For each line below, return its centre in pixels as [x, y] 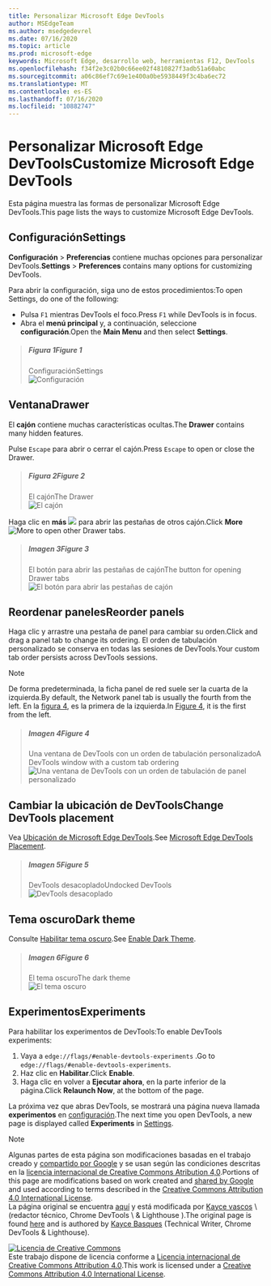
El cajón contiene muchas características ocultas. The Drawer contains [127, 424]
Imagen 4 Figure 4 [59, 733]
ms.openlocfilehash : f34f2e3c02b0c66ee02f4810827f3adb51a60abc [117, 69]
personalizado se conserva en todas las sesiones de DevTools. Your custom [134, 649]
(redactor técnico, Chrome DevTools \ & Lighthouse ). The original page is [130, 1215]
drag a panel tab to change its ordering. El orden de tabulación [112, 640]
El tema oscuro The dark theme [79, 978]
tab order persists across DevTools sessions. [83, 657]
